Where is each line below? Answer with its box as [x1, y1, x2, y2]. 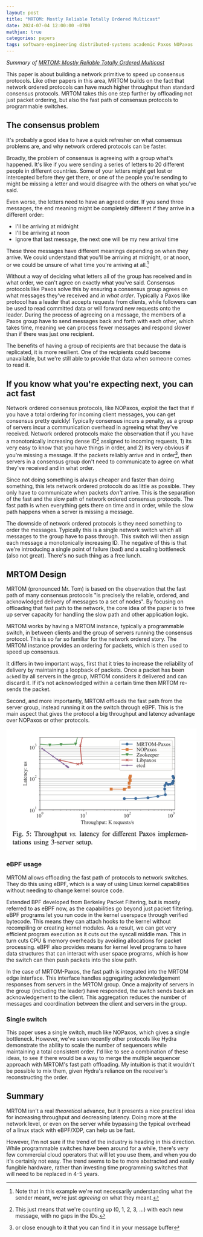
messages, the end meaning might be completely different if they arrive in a [6, 204, 195, 211]
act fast [6, 388, 36, 399]
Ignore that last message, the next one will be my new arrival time [14, 236, 179, 243]
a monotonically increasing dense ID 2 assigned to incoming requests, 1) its [6, 437, 192, 445]
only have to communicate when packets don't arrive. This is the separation [6, 489, 195, 496]
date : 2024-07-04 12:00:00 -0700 [6, 22, 91, 28]
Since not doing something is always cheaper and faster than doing [6, 476, 174, 483]
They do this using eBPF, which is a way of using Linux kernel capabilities [6, 880, 190, 887]
